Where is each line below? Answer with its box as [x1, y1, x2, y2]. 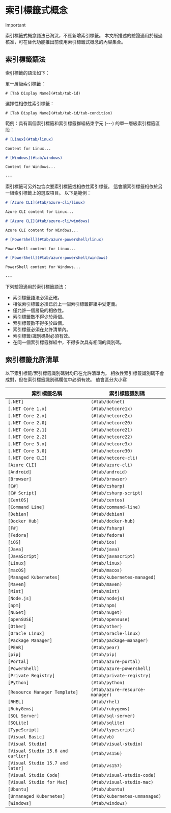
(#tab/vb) [91, 734, 115, 739]
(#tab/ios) [91, 539, 117, 545]
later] [8, 765, 24, 771]
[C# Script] [8, 490, 37, 496]
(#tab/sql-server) [91, 713, 135, 719]
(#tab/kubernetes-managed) [91, 574, 156, 580]
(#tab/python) [91, 680, 125, 685]
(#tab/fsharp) [91, 525, 125, 531]
